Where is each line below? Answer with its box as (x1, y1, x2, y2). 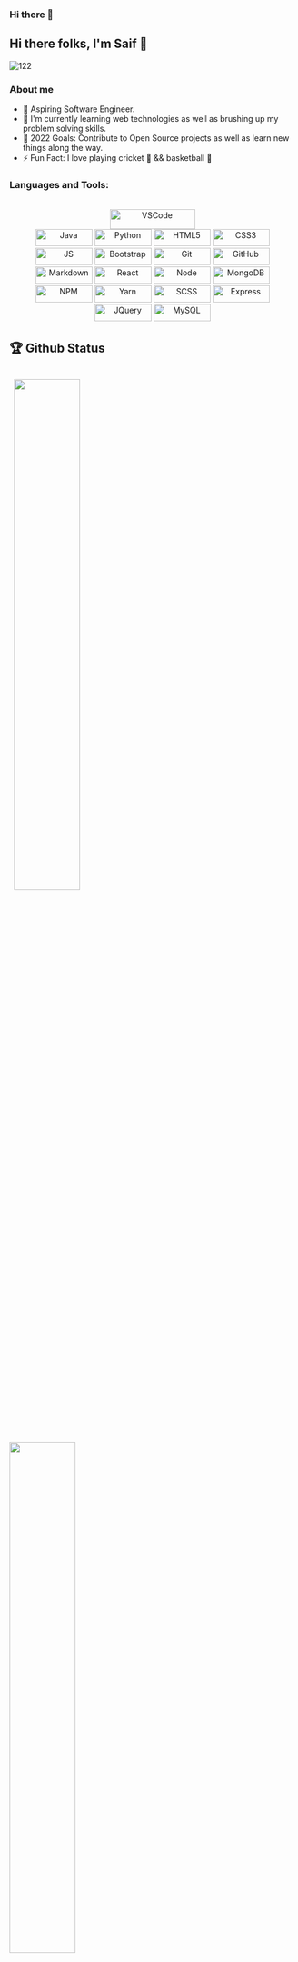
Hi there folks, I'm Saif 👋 (9, 36, 148, 52)
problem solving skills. (22, 123, 107, 134)
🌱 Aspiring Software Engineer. (22, 104, 135, 115)
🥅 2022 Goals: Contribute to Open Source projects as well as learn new (22, 133, 290, 144)
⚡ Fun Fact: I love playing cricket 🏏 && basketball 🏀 (22, 153, 213, 164)
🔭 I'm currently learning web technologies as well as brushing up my (22, 114, 279, 124)
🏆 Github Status (9, 340, 105, 355)
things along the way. (22, 143, 104, 154)
